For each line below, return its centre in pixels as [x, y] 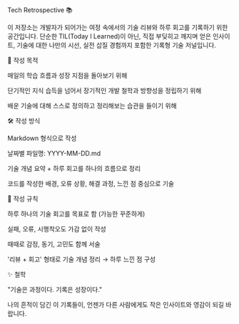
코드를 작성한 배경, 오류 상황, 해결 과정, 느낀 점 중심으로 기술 [91, 183]
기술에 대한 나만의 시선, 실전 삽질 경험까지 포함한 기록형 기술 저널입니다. [116, 45]
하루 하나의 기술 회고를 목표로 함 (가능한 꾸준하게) [76, 214]
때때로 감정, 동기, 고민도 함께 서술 [54, 244]
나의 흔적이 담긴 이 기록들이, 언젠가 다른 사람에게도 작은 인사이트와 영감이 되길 [116, 304]
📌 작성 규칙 [23, 199]
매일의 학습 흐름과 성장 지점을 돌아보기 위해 [67, 75]
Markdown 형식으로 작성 [42, 138]
